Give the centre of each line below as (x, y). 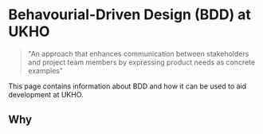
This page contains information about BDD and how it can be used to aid (128, 86)
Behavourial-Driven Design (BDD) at (130, 15)
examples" (45, 70)
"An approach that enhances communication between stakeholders (138, 53)
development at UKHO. (46, 94)
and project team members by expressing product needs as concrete (141, 62)
